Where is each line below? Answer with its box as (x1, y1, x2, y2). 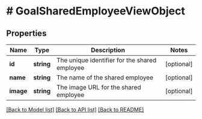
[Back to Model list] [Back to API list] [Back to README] (6, 106, 144, 113)
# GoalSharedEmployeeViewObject (6, 4, 185, 18)
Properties (6, 28, 47, 38)
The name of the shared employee (56, 73, 154, 82)
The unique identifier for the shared (56, 56, 157, 64)
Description (91, 46, 125, 54)
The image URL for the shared (56, 83, 141, 91)
